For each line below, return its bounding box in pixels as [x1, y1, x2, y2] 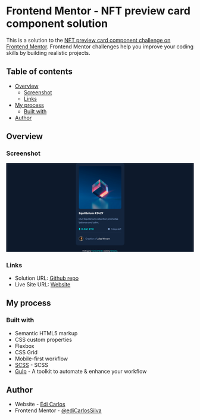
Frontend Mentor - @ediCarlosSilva [14, 407, 102, 414]
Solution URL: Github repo [14, 274, 79, 282]
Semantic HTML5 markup [14, 329, 78, 336]
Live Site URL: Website [14, 280, 71, 288]
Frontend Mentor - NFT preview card [6, 4, 190, 18]
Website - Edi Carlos [14, 401, 65, 408]
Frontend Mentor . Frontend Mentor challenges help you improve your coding [6, 43, 194, 50]
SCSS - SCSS [14, 361, 49, 368]
